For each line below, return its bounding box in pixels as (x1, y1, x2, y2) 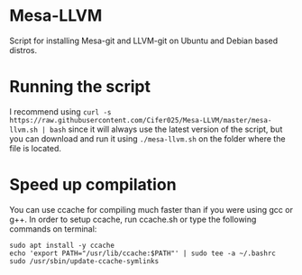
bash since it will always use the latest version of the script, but (49, 124, 283, 134)
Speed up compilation (9, 175, 178, 195)
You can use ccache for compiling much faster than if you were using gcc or (9, 204, 293, 215)
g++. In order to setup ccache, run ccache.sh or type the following (9, 214, 257, 225)
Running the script (9, 77, 151, 97)
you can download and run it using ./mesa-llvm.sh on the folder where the (9, 133, 286, 144)
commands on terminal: (9, 223, 97, 234)
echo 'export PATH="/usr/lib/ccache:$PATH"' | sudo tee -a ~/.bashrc (9, 249, 277, 258)
